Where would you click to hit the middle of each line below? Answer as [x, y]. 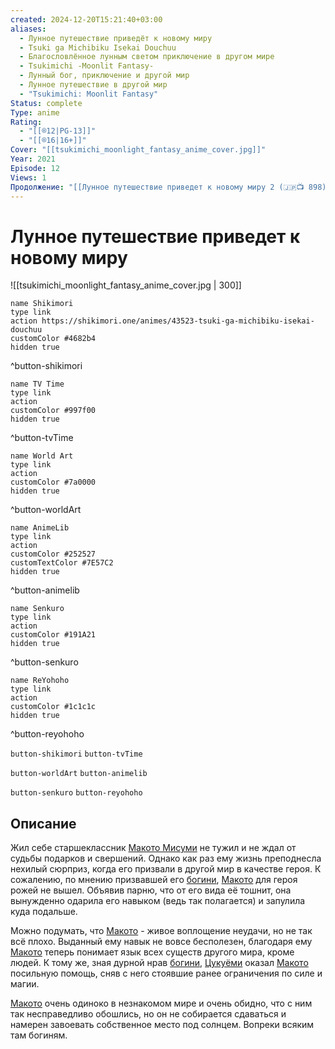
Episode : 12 [35, 168]
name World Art [42, 456]
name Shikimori [42, 304]
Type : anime [35, 112]
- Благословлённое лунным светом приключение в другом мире [147, 57]
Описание [43, 823]
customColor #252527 [53, 554]
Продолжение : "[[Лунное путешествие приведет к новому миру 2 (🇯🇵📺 [157, 187]
